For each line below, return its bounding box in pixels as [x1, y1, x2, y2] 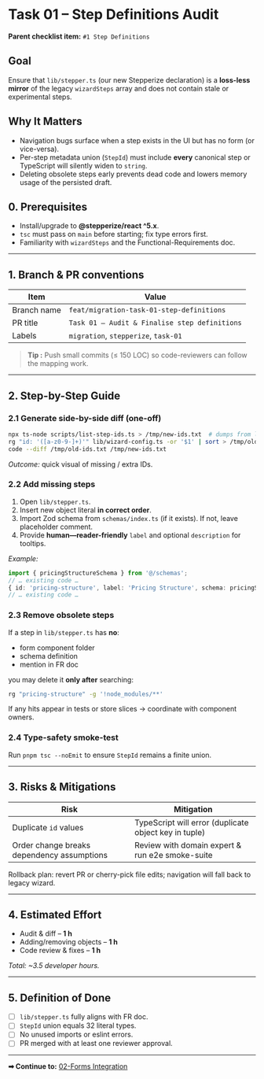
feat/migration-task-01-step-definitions [68, 305, 226, 315]
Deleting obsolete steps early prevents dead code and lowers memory [19, 169, 247, 179]
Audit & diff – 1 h [19, 929, 72, 938]
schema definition [19, 651, 79, 660]
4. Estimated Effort [8, 907, 102, 922]
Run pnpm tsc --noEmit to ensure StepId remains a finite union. [8, 750, 212, 759]
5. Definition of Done [8, 991, 112, 1004]
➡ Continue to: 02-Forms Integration [8, 1062, 128, 1071]
